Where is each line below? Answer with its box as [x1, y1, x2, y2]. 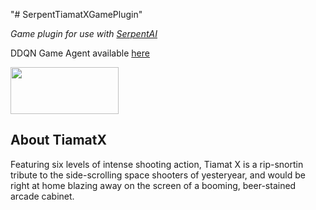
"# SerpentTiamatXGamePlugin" [10, 9, 143, 20]
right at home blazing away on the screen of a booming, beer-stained [10, 179, 297, 191]
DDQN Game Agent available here [10, 47, 150, 59]
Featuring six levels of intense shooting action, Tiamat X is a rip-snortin [10, 158, 304, 170]
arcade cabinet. [10, 190, 75, 202]
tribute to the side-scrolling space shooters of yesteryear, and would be [10, 169, 306, 181]
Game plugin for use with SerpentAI [10, 28, 158, 39]
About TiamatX [10, 132, 107, 149]
